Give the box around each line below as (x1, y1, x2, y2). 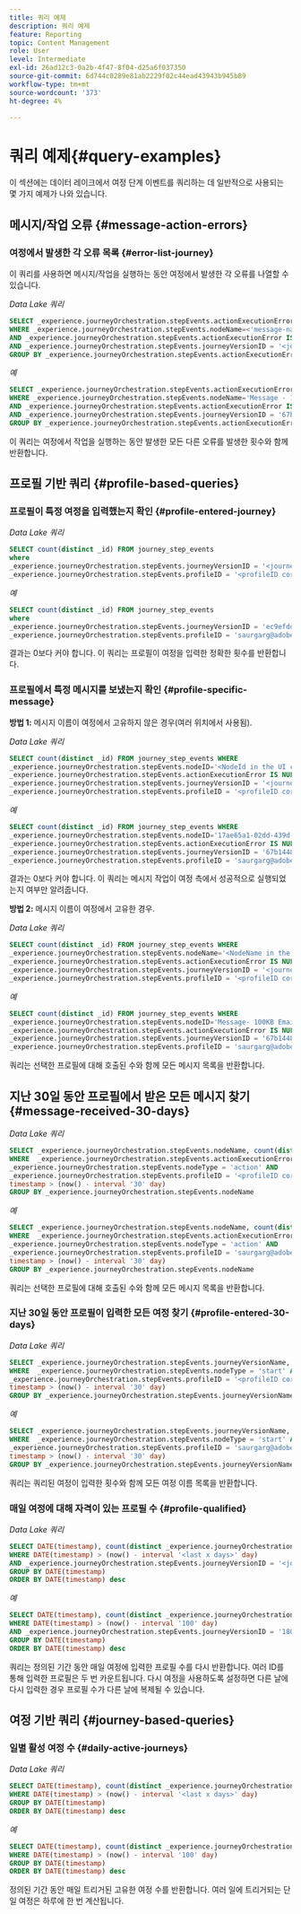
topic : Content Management (9, 38, 110, 48)
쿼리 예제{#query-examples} (9, 145, 222, 166)
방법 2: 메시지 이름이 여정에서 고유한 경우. (9, 904, 155, 914)
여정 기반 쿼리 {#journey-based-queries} (9, 1713, 235, 1728)
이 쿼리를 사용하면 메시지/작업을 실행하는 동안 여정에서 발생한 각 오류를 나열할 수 (9, 268, 289, 279)
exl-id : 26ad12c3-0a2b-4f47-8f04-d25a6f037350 (9, 64, 186, 73)
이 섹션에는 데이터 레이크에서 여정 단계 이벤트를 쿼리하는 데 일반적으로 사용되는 (9, 177, 285, 188)
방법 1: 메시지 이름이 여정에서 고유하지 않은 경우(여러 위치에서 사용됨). (9, 717, 253, 728)
